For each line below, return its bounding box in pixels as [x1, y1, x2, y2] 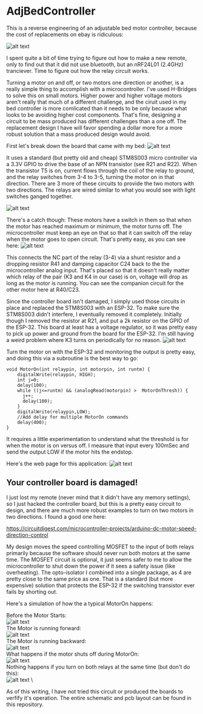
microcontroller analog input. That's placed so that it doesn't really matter [6, 266, 190, 274]
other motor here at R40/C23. [6, 286, 81, 293]
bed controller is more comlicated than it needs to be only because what [6, 104, 187, 112]
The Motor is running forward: [6, 624, 82, 631]
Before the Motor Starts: [6, 611, 67, 619]
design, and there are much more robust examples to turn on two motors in [6, 507, 194, 514]
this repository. [6, 701, 44, 708]
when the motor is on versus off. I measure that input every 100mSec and [6, 442, 190, 449]
